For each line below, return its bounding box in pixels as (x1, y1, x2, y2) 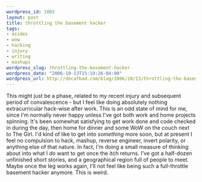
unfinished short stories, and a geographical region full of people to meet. (6, 156, 189, 163)
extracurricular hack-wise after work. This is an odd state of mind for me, (6, 105, 188, 112)
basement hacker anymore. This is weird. (6, 169, 108, 176)
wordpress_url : (6, 76, 44, 82)
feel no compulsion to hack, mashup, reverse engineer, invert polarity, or (6, 137, 186, 144)
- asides (6, 31, 28, 37)
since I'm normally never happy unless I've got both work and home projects (6, 112, 196, 119)
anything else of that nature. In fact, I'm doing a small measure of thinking (6, 144, 189, 151)
